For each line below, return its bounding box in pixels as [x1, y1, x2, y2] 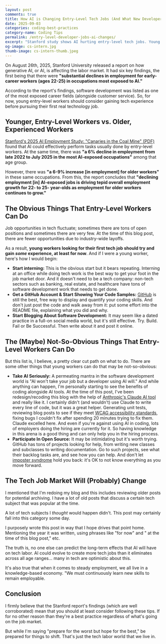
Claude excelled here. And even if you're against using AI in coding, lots [12, 420, 159, 426]
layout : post [5, 7, 32, 12]
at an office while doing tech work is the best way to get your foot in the [12, 270, 159, 277]
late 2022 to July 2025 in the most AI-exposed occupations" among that [5, 154, 157, 160]
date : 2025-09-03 [5, 21, 41, 26]
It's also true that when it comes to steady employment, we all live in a [5, 564, 148, 571]
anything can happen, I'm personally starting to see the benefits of [12, 384, 148, 389]
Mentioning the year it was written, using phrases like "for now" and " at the [5, 530, 160, 536]
